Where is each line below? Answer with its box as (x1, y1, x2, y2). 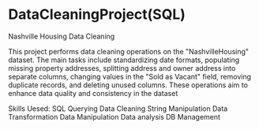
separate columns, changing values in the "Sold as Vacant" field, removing (8, 72, 251, 81)
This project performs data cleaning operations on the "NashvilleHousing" (8, 46, 250, 56)
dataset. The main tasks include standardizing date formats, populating (8, 55, 240, 64)
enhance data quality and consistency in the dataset (8, 88, 178, 98)
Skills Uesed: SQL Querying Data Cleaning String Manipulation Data (8, 104, 228, 113)
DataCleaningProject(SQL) (8, 6, 186, 24)
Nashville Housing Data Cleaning (8, 31, 115, 41)
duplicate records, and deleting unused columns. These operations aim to (8, 80, 249, 90)
